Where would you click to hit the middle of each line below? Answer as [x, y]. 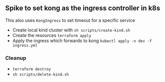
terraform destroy [32, 69]
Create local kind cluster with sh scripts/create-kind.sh [71, 30]
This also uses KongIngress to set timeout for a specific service [70, 20]
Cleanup [16, 58]
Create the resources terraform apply [52, 35]
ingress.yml [25, 45]
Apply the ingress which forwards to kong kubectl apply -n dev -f [82, 40]
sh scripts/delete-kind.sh [41, 74]
